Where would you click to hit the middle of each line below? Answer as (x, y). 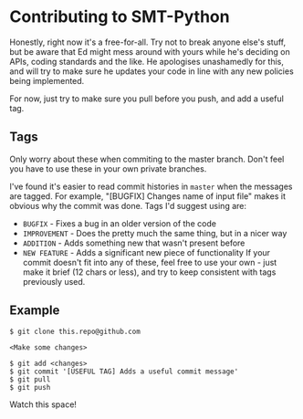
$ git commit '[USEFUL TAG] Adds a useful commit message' (124, 372)
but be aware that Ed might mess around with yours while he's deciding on (150, 51)
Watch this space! (43, 404)
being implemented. (47, 80)
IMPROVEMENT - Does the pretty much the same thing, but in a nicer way (155, 233)
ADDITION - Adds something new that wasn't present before (134, 243)
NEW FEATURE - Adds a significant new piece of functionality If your (146, 252)
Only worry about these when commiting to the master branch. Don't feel (147, 159)
